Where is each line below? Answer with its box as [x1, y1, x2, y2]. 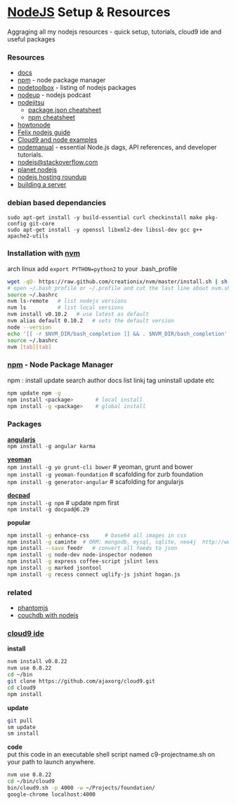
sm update [7, 724, 37, 731]
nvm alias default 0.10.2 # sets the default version [7, 318, 174, 325]
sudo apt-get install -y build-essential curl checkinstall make [7, 214, 202, 221]
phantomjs [17, 603, 48, 612]
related [7, 587, 32, 597]
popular [7, 518, 31, 527]
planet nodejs [17, 166, 58, 174]
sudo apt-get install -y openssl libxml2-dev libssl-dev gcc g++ [7, 226, 202, 233]
